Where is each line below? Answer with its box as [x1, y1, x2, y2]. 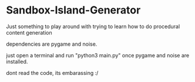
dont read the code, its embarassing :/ [6, 69, 99, 76]
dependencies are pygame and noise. [6, 40, 97, 47]
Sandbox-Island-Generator [6, 4, 141, 17]
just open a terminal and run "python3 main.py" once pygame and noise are [6, 52, 190, 59]
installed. [6, 58, 28, 65]
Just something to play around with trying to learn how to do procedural [6, 23, 180, 30]
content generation [6, 29, 53, 36]
